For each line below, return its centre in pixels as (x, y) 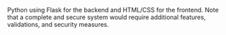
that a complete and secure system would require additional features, (107, 17)
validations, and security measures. (58, 24)
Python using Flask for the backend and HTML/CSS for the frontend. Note (113, 10)
